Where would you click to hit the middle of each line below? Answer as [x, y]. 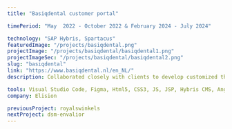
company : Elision [32, 96]
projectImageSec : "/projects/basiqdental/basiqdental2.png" [96, 58]
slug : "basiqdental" [37, 64]
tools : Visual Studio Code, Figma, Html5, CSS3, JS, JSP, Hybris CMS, [111, 89]
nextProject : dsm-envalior [46, 115]
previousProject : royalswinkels [54, 108]
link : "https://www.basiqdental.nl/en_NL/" [71, 70]
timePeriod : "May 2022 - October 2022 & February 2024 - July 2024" [109, 26]
